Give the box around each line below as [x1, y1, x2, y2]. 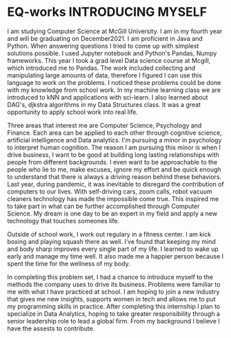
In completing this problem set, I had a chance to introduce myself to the [7, 272, 214, 281]
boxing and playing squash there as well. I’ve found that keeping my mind [7, 237, 216, 245]
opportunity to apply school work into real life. [7, 108, 138, 116]
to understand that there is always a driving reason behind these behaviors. [7, 172, 222, 180]
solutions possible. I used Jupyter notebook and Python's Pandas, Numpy [7, 49, 217, 57]
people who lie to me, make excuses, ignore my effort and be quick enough [7, 165, 222, 173]
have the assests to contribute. [7, 324, 95, 332]
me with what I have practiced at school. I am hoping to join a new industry [7, 288, 220, 296]
